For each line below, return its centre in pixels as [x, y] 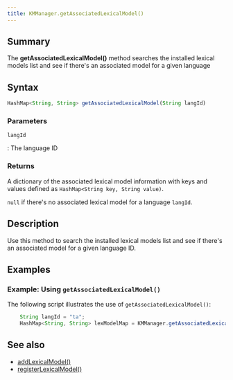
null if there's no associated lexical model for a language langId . [100, 202]
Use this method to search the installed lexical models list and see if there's [115, 240]
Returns [21, 166]
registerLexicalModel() [50, 369]
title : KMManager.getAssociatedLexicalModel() [76, 13]
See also [26, 345]
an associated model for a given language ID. [72, 248]
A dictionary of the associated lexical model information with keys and [107, 181]
